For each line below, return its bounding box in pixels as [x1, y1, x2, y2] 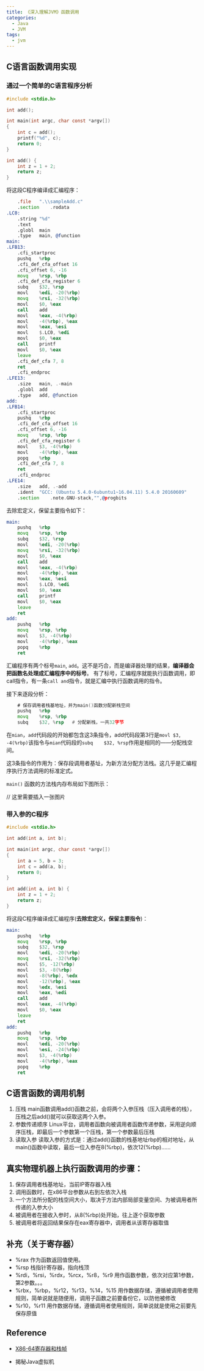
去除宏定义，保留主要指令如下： [6, 507, 87, 514]
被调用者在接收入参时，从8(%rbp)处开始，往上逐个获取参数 [15, 1211, 166, 1219]
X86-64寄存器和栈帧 [15, 1345, 67, 1352]
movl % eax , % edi [17, 990, 67, 996]
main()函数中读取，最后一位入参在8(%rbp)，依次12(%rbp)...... [15, 1144, 171, 1151]
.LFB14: [6, 404, 26, 410]
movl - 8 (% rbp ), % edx [17, 972, 78, 979]
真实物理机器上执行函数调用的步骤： [6, 1163, 143, 1174]
